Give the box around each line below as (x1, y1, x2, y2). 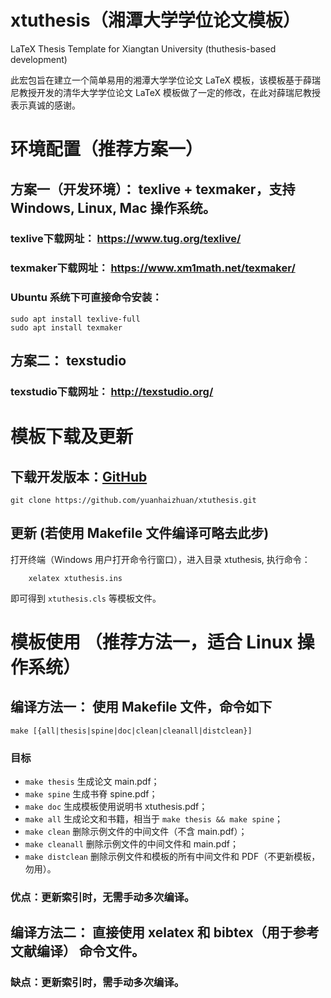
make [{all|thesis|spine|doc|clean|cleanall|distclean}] (10, 726, 253, 736)
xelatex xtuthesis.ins (28, 573, 123, 583)
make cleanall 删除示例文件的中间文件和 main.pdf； (24, 838, 239, 850)
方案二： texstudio (10, 352, 127, 370)
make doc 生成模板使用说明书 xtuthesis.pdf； (24, 801, 208, 813)
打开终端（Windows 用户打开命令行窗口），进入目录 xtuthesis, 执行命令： (10, 553, 311, 565)
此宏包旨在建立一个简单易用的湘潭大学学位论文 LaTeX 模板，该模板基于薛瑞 (10, 74, 321, 86)
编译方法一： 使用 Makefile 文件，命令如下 (10, 699, 273, 716)
